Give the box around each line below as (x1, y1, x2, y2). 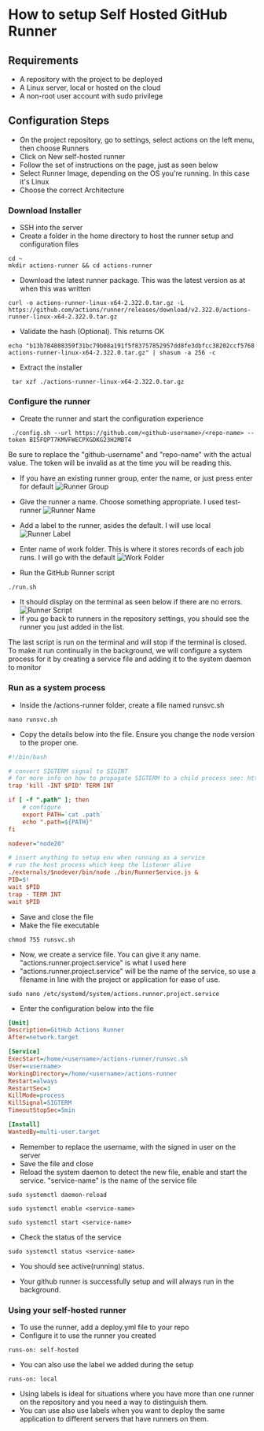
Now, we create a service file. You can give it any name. (19, 950, 201, 959)
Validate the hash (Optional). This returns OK (19, 327, 165, 336)
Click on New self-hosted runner (19, 151, 126, 161)
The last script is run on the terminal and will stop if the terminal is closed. (8, 637, 247, 647)
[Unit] (8, 1019, 30, 1027)
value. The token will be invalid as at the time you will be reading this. (8, 459, 233, 468)
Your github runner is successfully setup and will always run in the (19, 1277, 234, 1286)
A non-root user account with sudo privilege (19, 91, 163, 100)
